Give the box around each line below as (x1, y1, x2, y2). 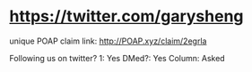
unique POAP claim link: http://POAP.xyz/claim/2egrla (9, 36, 207, 46)
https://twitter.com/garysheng (9, 6, 244, 27)
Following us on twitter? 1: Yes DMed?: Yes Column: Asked (9, 52, 226, 63)
